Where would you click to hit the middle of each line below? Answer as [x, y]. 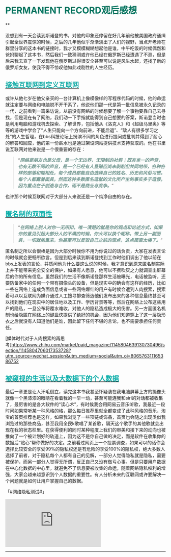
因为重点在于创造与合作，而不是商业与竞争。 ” [65, 185]
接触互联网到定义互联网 [42, 85]
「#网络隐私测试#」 [26, 492]
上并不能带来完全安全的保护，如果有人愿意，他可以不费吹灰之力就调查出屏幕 [85, 270]
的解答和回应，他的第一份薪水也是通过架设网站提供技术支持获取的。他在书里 [85, 143]
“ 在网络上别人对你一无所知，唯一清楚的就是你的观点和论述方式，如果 [90, 227]
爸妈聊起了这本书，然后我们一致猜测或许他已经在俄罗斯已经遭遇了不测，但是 [85, 55]
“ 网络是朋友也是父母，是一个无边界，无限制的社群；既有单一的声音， [90, 160]
